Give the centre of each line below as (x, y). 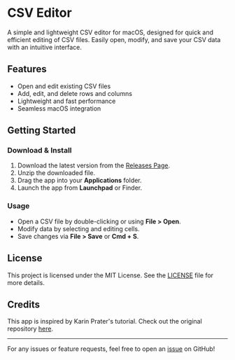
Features (27, 69)
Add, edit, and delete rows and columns (75, 93)
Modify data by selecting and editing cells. (78, 228)
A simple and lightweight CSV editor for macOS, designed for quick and (111, 32)
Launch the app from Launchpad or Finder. (80, 188)
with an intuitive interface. (45, 47)
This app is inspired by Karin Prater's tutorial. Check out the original (105, 321)
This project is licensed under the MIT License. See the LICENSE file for (111, 275)
